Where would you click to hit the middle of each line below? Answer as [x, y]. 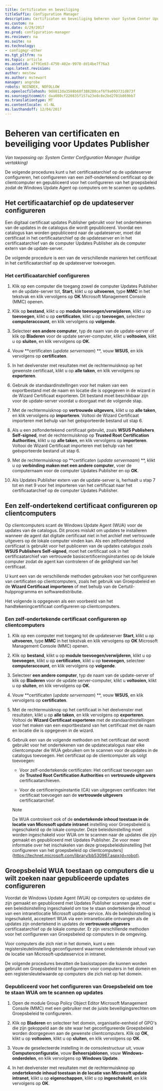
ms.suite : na [18, 41]
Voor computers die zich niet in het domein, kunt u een [60, 943]
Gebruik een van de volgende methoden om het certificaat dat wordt [81, 740]
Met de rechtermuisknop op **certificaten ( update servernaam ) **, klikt [83, 460]
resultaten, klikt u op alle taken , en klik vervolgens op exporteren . [78, 715]
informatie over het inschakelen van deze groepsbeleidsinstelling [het [81, 845]
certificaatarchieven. [40, 781]
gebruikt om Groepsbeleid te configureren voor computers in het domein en [81, 969]
